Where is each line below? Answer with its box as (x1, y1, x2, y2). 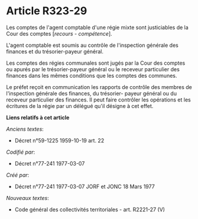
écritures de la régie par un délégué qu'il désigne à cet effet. (6, 102, 154, 109)
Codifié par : (6, 148, 35, 155)
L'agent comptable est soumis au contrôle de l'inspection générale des (6, 42, 178, 49)
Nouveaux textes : (6, 194, 49, 201)
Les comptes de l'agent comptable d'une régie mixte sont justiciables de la (6, 24, 189, 31)
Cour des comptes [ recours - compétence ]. (6, 30, 112, 37)
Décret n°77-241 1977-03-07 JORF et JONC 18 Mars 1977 (14, 183, 155, 190)
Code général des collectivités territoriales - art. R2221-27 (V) (14, 206, 165, 213)
